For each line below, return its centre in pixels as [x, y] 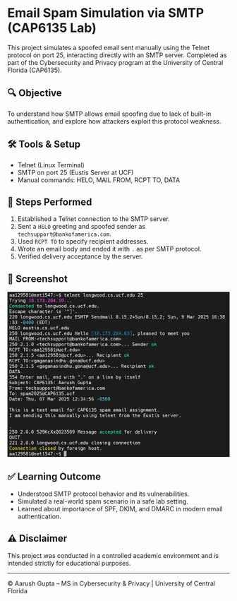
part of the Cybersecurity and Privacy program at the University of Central [115, 62]
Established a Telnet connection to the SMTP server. [94, 219]
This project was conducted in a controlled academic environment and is [113, 555]
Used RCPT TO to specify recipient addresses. [83, 242]
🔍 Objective [35, 93]
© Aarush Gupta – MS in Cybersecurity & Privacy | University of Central [111, 583]
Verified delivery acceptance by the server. [80, 256]
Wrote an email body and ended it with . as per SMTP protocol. [109, 249]
